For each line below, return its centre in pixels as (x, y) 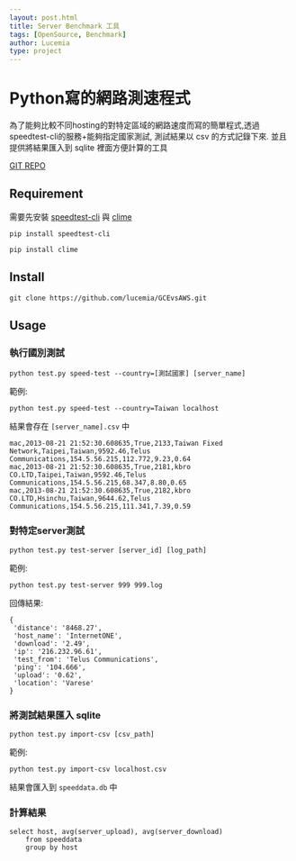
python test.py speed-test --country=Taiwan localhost (114, 409)
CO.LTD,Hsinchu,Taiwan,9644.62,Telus (80, 499)
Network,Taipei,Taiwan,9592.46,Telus (80, 451)
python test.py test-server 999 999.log (86, 585)
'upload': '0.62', (48, 675)
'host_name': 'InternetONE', (68, 636)
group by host (52, 847)
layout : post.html (44, 18)
